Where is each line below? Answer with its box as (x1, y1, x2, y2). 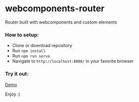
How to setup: (5, 31, 39, 38)
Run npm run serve (12, 53, 50, 59)
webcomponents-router (5, 3, 105, 14)
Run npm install (12, 48, 46, 54)
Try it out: (5, 71, 29, 77)
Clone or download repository (12, 43, 72, 49)
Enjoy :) (5, 91, 20, 97)
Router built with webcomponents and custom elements (5, 19, 117, 25)
